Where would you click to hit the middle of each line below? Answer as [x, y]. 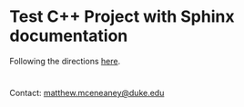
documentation [69, 36]
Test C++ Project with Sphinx [122, 17]
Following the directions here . [65, 61]
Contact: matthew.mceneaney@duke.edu [87, 93]
